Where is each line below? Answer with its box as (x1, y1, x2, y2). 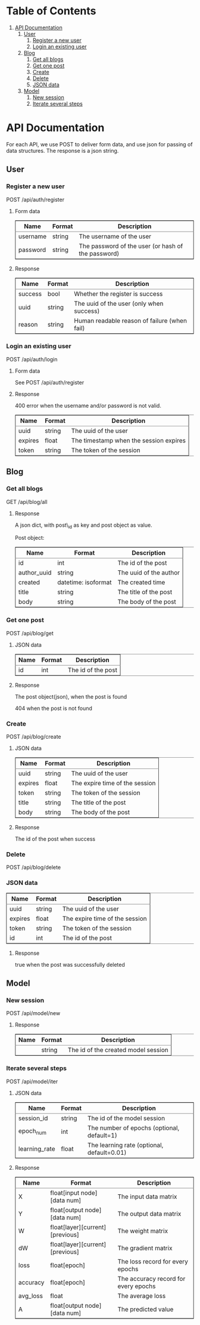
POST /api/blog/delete (6, 864, 61, 871)
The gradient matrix (117, 1244, 173, 1252)
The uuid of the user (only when (74, 299, 164, 308)
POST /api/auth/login (6, 355, 58, 362)
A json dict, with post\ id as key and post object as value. (14, 521, 153, 530)
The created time (117, 578, 165, 586)
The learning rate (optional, (87, 1140, 164, 1149)
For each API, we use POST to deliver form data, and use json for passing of (6, 140, 193, 147)
